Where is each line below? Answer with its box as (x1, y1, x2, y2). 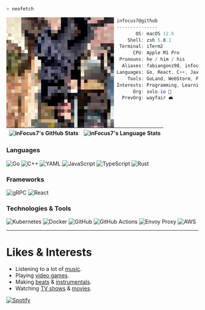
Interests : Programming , (117, 82, 180, 88)
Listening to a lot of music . (15, 265, 82, 273)
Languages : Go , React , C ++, (117, 69, 188, 75)
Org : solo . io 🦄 (132, 88, 172, 95)
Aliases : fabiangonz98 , (121, 63, 182, 69)
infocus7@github (117, 18, 158, 24)
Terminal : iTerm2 (119, 43, 164, 49)
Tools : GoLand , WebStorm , (127, 76, 193, 82)
